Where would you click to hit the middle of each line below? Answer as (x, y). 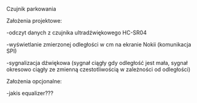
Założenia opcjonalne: (34, 81)
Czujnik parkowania (31, 9)
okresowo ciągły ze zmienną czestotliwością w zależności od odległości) (98, 69)
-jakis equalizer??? (30, 93)
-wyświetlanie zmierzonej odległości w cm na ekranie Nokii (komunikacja (99, 44)
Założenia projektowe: (34, 21)
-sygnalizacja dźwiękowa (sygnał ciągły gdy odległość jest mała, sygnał (97, 63)
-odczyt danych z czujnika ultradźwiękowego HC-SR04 (77, 32)
